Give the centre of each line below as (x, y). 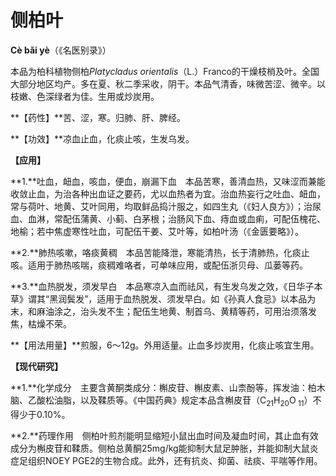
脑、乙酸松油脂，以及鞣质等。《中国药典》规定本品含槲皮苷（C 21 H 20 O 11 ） (161, 401)
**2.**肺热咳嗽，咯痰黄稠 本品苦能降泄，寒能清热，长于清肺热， (147, 252)
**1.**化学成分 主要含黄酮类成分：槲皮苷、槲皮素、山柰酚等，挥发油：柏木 (168, 387)
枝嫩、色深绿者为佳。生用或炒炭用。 (85, 96)
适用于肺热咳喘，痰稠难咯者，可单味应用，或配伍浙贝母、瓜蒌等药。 (167, 265)
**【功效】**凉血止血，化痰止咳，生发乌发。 (102, 138)
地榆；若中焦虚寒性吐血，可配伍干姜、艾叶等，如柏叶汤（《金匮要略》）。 (157, 231)
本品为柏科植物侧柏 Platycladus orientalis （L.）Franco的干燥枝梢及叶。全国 (165, 71)
